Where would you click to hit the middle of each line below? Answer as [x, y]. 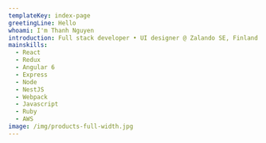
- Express [31, 75]
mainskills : [28, 45]
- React [28, 52]
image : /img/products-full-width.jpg [71, 126]
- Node [26, 82]
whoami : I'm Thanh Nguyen [51, 30]
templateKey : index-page [49, 15]
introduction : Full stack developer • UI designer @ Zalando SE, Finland [133, 38]
